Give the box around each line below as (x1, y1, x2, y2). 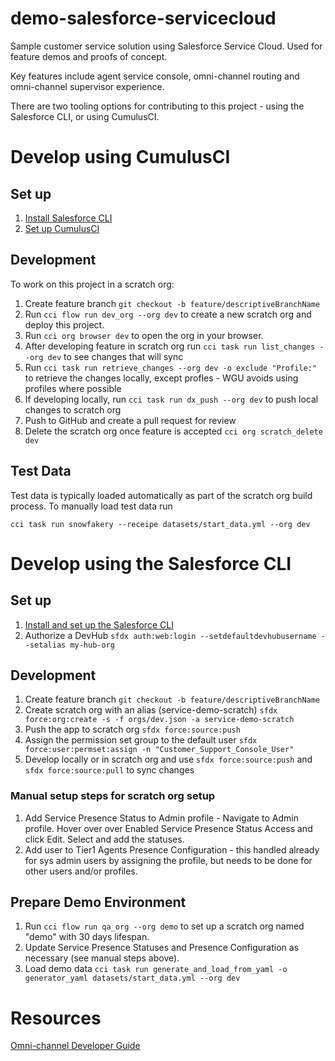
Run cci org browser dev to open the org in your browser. (24, 329, 264, 341)
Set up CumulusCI (24, 222, 100, 234)
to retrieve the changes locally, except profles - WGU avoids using (24, 372, 299, 384)
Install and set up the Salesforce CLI (24, 618, 174, 631)
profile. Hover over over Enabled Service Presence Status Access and (24, 822, 313, 834)
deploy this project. (24, 318, 105, 331)
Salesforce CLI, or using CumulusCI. (10, 110, 160, 122)
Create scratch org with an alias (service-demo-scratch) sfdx (24, 704, 278, 716)
